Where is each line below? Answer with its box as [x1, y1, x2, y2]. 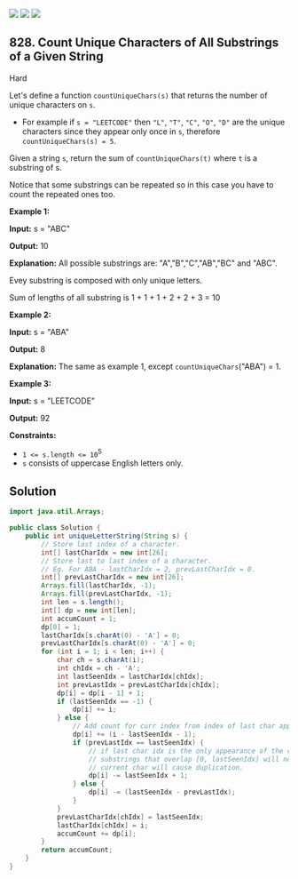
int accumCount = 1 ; [41, 614, 117, 623]
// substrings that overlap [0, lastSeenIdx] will [88, 755, 279, 763]
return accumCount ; [41, 845, 114, 855]
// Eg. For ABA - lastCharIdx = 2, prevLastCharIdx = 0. [41, 564, 255, 573]
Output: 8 [9, 343, 46, 355]
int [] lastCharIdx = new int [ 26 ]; [41, 547, 169, 557]
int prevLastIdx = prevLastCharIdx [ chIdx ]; [56, 680, 220, 689]
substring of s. [9, 162, 62, 172]
